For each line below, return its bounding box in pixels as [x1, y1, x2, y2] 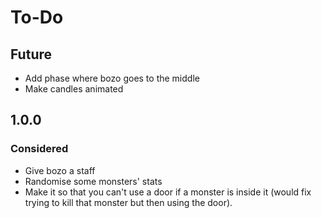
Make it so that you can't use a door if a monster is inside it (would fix [24, 186, 312, 198]
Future [10, 46, 53, 63]
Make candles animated [24, 83, 124, 95]
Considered [10, 142, 69, 156]
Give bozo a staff [24, 164, 96, 176]
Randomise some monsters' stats [24, 175, 163, 187]
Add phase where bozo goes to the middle [24, 72, 200, 84]
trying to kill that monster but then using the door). [24, 196, 233, 208]
